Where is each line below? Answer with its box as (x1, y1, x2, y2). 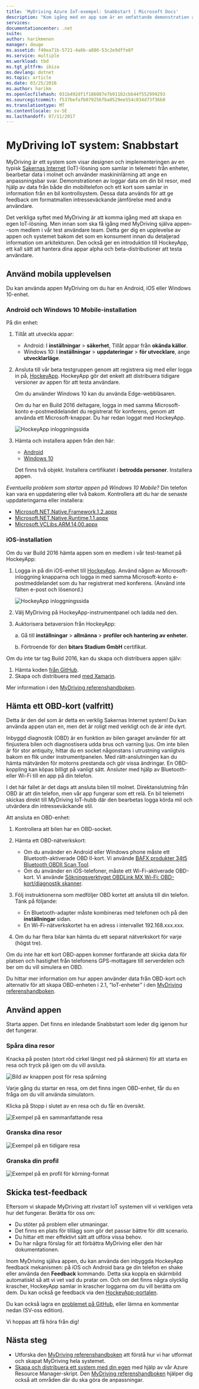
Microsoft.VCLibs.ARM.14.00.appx (14, 521, 98, 528)
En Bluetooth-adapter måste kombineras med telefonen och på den (23, 909, 188, 916)
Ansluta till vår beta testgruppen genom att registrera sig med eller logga (14, 366, 192, 373)
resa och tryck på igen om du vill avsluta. (6, 1061, 107, 1069)
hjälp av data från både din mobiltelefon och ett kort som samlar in (6, 184, 168, 191)
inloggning (14, 573, 41, 580)
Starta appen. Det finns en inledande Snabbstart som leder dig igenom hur (6, 1021, 188, 1028)
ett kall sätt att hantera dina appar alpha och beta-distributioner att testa (6, 245, 182, 252)
